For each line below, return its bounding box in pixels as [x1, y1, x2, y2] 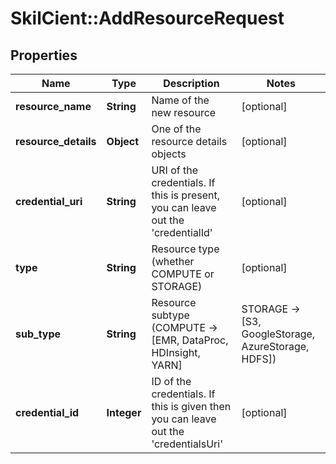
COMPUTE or [151, 267, 215, 281]
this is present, [151, 188, 220, 202]
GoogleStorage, [241, 327, 316, 341]
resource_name [15, 100, 92, 113]
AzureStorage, [241, 340, 310, 353]
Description [163, 77, 220, 90]
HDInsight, [151, 346, 201, 359]
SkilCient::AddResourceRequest [10, 7, 285, 30]
